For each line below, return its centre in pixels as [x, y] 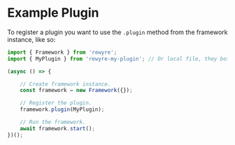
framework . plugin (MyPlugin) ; [62, 109]
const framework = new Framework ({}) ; [76, 91]
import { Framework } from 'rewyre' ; [62, 52]
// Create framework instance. [65, 84]
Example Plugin [53, 13]
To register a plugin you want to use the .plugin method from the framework [117, 32]
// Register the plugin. [56, 103]
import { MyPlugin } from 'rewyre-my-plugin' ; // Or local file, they [112, 59]
